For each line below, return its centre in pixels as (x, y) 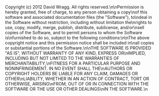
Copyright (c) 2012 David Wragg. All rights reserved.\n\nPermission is (74, 7)
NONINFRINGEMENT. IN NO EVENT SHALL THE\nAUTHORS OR (69, 69)
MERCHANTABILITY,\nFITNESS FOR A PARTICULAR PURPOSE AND (73, 63)
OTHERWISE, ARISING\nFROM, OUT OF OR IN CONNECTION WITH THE (77, 84)
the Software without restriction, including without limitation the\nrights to (79, 22)
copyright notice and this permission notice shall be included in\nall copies (79, 43)
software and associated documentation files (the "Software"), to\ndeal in (79, 17)
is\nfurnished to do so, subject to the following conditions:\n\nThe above (77, 38)
